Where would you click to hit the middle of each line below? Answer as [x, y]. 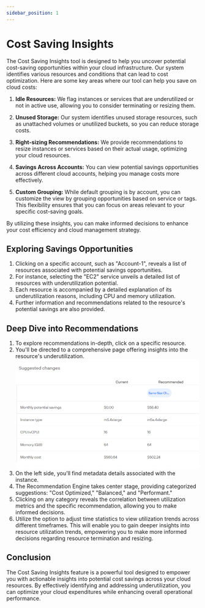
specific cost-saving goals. [49, 211]
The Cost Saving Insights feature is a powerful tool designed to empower [99, 572]
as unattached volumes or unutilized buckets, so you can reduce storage [107, 124]
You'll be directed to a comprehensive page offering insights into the [102, 350]
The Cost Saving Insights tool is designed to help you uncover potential [96, 61]
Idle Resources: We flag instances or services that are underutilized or [104, 99]
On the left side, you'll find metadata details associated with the [95, 473]
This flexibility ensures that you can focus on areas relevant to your [100, 205]
